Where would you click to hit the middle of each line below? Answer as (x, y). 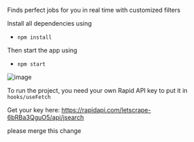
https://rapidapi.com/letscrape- (106, 110)
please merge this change (44, 131)
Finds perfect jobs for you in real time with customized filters (94, 10)
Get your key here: (34, 110)
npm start (32, 64)
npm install (34, 37)
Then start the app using (42, 50)
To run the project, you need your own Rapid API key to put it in (98, 90)
